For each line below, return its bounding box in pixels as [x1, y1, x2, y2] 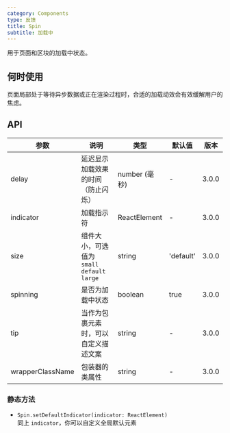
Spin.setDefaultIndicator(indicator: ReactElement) [16, 412, 168, 419]
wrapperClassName [10, 367, 75, 376]
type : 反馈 [7, 16, 36, 23]
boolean [117, 289, 144, 299]
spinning [10, 289, 39, 299]
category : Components [7, 10, 69, 17]
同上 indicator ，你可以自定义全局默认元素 [16, 419, 137, 427]
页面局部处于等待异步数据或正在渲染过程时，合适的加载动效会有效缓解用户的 [7, 90, 223, 99]
